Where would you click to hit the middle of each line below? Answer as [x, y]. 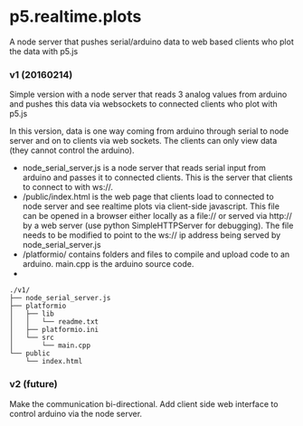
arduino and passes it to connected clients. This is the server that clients [157, 177]
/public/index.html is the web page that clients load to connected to [148, 197]
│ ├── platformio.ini [54, 330]
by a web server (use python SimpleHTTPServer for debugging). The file [158, 226]
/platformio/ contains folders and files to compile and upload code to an [156, 254]
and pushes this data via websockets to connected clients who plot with [143, 104]
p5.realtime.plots [76, 17]
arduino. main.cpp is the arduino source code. [108, 264]
